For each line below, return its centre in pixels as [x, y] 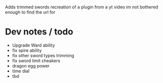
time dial [21, 71]
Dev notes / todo [39, 32]
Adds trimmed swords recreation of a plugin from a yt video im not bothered [82, 7]
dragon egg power [31, 66]
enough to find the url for [30, 12]
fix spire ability [27, 50]
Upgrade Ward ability [33, 45]
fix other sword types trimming [43, 55]
